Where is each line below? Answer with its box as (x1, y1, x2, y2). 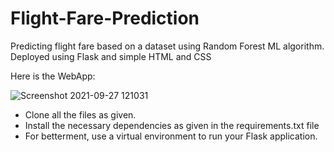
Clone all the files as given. (24, 108, 137, 121)
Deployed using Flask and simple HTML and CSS (10, 50, 212, 62)
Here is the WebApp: (10, 70, 96, 82)
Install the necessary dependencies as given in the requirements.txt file (24, 119, 320, 131)
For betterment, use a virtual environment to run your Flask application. (24, 130, 318, 142)
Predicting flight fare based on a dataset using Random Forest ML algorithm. (10, 40, 325, 52)
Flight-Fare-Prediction (10, 7, 200, 30)
